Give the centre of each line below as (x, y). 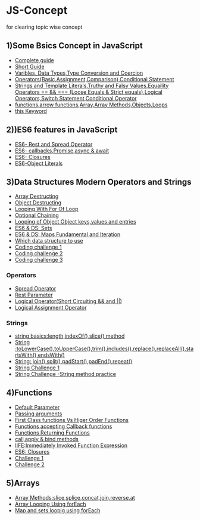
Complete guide (35, 60)
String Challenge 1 (37, 368)
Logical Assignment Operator (51, 307)
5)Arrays (23, 483)
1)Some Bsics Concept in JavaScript (74, 46)
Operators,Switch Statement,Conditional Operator (76, 98)
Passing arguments (38, 414)
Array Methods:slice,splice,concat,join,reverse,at (75, 497)
